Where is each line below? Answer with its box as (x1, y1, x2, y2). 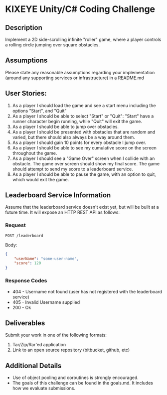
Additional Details (5, 361, 62, 370)
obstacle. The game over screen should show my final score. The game (12, 160, 160, 166)
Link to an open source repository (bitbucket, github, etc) (12, 347, 130, 353)
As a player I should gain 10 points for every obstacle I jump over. (12, 139, 147, 145)
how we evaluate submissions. (12, 385, 76, 392)
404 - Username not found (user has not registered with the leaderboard (12, 288, 163, 294)
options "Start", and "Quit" (12, 108, 67, 114)
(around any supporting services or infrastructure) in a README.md (5, 75, 144, 81)
